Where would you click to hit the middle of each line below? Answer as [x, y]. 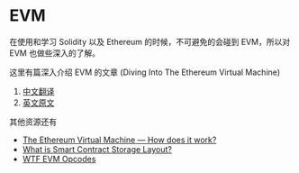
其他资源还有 [33, 122]
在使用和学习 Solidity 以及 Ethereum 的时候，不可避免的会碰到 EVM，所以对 [150, 41]
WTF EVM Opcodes [59, 159]
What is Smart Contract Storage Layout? [97, 149]
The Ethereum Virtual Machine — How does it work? [119, 140]
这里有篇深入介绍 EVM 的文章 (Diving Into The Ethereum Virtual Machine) [145, 72]
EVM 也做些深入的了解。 [55, 53]
